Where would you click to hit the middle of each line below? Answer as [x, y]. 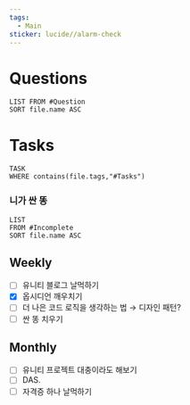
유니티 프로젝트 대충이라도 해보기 [79, 370]
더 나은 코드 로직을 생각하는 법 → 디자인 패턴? [101, 308]
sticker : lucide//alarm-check [66, 34]
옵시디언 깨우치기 [52, 296]
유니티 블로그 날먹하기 [61, 285]
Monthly [33, 347]
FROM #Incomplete [41, 227]
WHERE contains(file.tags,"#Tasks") [77, 177]
